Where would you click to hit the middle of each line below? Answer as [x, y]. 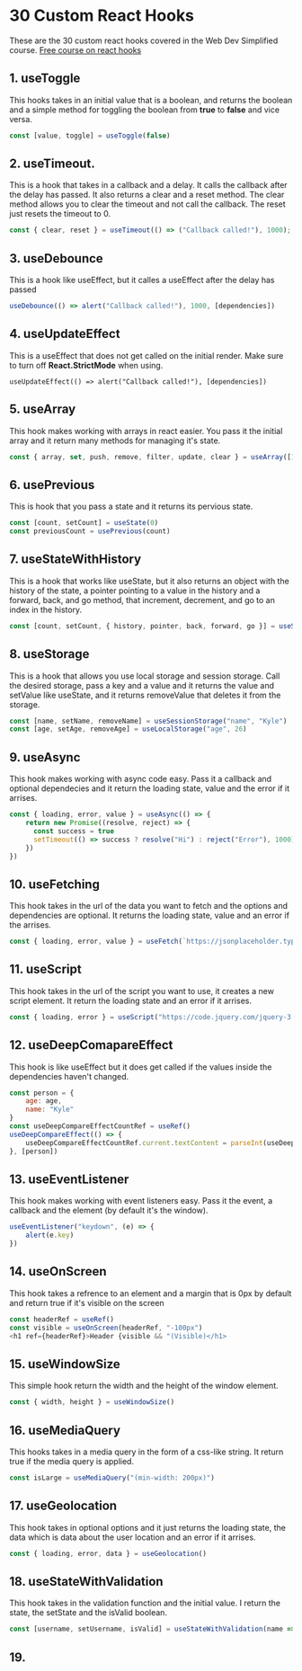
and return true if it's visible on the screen [87, 1302]
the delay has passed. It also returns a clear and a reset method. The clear [147, 195]
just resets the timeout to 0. [60, 214]
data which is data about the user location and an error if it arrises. [133, 1537]
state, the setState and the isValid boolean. [89, 1613]
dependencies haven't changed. [69, 1076]
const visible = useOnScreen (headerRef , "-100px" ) [106, 1328]
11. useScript [46, 969]
